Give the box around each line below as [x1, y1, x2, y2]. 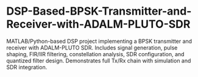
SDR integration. [6, 63, 48, 71]
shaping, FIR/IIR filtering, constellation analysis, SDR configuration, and [6, 50, 185, 57]
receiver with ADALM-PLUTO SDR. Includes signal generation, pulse [6, 44, 178, 51]
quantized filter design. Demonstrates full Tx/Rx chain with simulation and [6, 57, 191, 64]
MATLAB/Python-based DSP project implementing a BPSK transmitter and [6, 37, 193, 45]
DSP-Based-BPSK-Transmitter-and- [6, 4, 192, 18]
